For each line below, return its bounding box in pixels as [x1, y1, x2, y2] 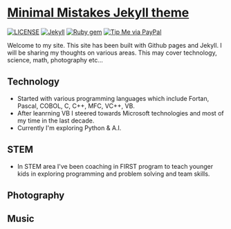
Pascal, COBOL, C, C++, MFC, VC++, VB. [17, 102, 135, 110]
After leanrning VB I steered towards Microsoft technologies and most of [17, 109, 224, 117]
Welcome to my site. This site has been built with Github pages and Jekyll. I [7, 41, 223, 49]
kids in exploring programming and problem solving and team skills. [17, 170, 210, 178]
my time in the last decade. [17, 116, 95, 125]
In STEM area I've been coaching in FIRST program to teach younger [17, 162, 213, 170]
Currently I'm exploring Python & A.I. [17, 123, 122, 132]
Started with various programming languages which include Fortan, [17, 94, 210, 102]
